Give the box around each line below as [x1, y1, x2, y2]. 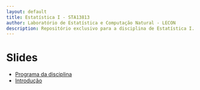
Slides [6, 51, 38, 64]
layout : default [6, 8, 47, 15]
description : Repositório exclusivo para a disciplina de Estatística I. [6, 25, 195, 32]
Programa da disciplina [14, 71, 72, 78]
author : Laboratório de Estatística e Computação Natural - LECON [6, 20, 176, 26]
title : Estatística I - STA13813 [6, 14, 90, 20]
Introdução [14, 77, 43, 84]
